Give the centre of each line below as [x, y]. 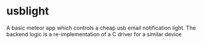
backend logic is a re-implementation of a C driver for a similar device [94, 34]
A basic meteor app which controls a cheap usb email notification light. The [101, 28]
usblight [28, 11]
